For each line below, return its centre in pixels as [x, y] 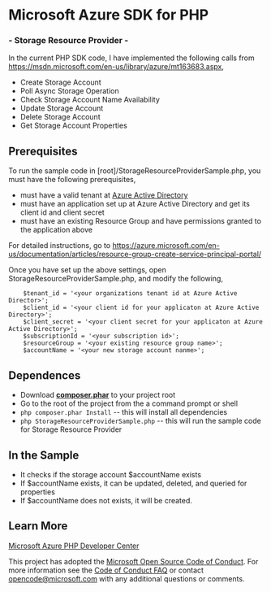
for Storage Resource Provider [71, 429]
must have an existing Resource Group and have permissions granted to [141, 221]
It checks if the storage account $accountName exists [110, 474]
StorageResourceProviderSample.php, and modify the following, [116, 279]
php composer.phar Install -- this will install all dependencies [124, 412]
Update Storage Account [62, 108]
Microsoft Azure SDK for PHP [109, 15]
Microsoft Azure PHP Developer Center [74, 546]
